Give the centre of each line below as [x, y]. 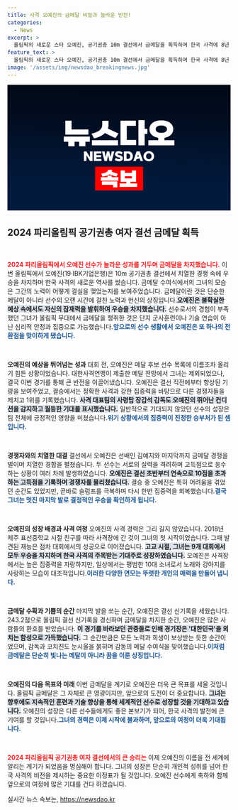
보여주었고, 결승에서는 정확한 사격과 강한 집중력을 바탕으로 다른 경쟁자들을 [123, 391]
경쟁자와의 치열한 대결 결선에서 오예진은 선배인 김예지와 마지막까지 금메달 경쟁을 [118, 455]
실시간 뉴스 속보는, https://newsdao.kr [61, 799]
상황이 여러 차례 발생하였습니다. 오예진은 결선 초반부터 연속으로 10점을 [117, 473]
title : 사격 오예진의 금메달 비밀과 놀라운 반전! [69, 15]
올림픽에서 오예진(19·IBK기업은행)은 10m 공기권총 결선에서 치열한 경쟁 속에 [118, 274]
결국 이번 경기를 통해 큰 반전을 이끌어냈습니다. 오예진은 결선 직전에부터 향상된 [114, 382]
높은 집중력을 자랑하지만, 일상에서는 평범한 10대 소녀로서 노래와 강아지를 [125, 564]
